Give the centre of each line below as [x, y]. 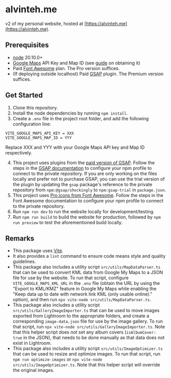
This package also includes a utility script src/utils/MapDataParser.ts [87, 267]
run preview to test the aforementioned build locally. [68, 222]
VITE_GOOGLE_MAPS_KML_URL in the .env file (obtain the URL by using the [86, 283]
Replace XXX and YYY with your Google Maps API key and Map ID [75, 147]
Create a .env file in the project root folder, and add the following [81, 118]
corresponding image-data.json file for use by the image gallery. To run [88, 321]
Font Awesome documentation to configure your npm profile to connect [88, 201]
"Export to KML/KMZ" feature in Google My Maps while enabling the [84, 289]
